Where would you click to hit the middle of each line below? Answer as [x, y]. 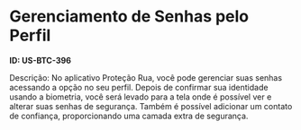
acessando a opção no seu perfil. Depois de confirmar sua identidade [139, 87]
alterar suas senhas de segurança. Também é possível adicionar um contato [151, 106]
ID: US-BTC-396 [41, 60]
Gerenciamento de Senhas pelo [129, 17]
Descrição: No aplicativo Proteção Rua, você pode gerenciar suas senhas [146, 77]
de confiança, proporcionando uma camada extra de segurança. [129, 116]
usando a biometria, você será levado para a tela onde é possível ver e [141, 97]
